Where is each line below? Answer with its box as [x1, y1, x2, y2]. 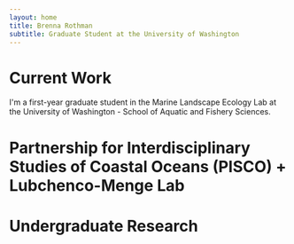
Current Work [9, 67, 112, 88]
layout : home [9, 12, 58, 22]
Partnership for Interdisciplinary [9, 138, 251, 158]
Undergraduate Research [9, 216, 198, 236]
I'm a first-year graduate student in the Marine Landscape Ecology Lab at [9, 97, 277, 107]
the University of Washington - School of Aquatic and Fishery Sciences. [9, 106, 272, 117]
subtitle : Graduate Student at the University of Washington [9, 29, 240, 38]
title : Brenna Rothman [9, 21, 93, 30]
